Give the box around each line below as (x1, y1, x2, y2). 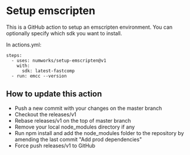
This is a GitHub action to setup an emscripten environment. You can (6, 23, 173, 31)
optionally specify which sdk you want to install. (6, 29, 122, 36)
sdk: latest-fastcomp (21, 68, 75, 74)
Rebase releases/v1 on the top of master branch (14, 117, 131, 124)
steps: (6, 52, 22, 58)
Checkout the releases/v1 (14, 110, 76, 118)
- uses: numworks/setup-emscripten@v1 (11, 58, 107, 63)
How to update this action (6, 89, 102, 99)
